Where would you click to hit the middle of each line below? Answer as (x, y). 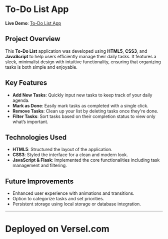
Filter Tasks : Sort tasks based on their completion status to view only (84, 116)
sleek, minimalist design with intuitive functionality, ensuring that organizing (83, 62)
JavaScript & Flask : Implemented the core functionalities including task (86, 160)
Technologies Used (36, 137)
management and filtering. (40, 165)
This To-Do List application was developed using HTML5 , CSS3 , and (76, 51)
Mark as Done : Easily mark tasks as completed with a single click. (80, 105)
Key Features (26, 83)
